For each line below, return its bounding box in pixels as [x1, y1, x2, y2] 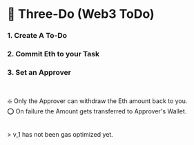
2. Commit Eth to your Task [7, 49, 100, 59]
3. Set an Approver [7, 67, 71, 77]
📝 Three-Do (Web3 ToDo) [7, 6, 155, 22]
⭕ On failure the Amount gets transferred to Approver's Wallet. [7, 107, 187, 115]
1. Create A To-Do [7, 31, 68, 41]
